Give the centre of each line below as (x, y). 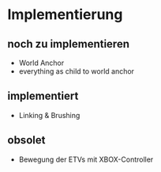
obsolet (26, 140)
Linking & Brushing (49, 115)
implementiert (43, 96)
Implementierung (65, 15)
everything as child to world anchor (77, 71)
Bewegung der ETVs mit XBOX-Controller (86, 159)
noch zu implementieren (68, 44)
